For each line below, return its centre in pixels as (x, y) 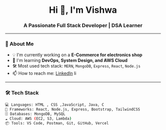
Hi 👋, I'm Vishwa (83, 10)
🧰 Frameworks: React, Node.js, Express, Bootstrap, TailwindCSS (73, 109)
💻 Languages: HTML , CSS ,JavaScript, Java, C (55, 105)
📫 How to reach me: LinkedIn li (44, 73)
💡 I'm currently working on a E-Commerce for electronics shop (77, 55)
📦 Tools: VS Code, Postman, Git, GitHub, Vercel (57, 123)
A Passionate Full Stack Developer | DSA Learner (83, 26)
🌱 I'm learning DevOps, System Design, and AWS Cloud (70, 60)
